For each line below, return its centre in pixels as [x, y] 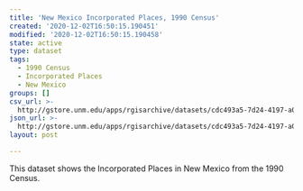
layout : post [34, 135]
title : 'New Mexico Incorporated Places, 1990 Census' [115, 18]
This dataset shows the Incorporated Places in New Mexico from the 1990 [147, 168]
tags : [19, 59]
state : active [36, 43]
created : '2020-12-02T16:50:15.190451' [84, 26]
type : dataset [36, 51]
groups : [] [30, 93]
